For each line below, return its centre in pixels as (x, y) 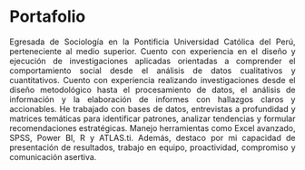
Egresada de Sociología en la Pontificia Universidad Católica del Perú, (152, 42)
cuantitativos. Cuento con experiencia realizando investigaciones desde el (152, 80)
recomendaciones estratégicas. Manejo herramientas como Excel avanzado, (152, 127)
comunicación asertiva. (53, 156)
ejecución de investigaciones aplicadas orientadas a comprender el (152, 61)
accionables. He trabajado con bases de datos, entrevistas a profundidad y (152, 109)
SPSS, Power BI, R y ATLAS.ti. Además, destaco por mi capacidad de (152, 137)
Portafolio (48, 17)
